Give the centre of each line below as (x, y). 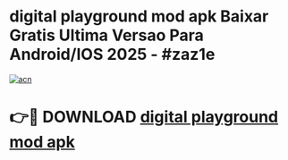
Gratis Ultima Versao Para (106, 35)
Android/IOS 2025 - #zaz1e (112, 55)
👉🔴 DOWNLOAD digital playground (144, 117)
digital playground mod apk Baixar (139, 17)
